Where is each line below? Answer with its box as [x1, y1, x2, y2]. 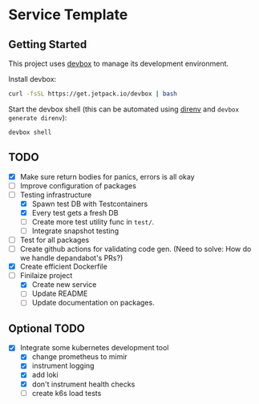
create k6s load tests [31, 388, 102, 398]
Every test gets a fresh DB [31, 208, 119, 217]
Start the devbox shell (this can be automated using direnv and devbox [8, 104, 239, 114]
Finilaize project [19, 271, 73, 281]
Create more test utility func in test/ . [31, 216, 155, 226]
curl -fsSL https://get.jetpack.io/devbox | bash [8, 90, 178, 98]
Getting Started [8, 38, 87, 51]
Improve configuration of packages [19, 180, 136, 190]
